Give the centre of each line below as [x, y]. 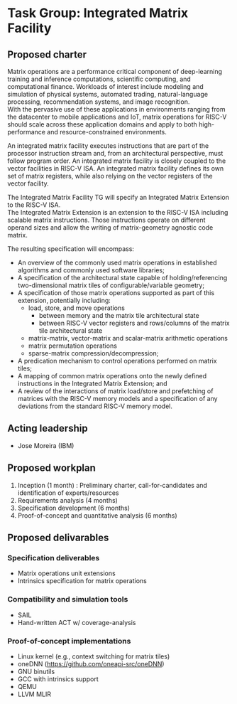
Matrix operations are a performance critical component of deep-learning [115, 71]
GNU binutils [36, 671]
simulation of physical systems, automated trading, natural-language [108, 94]
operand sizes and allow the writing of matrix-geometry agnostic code [110, 228]
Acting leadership [48, 428]
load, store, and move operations [77, 308]
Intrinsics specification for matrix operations [82, 581]
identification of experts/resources [68, 493]
